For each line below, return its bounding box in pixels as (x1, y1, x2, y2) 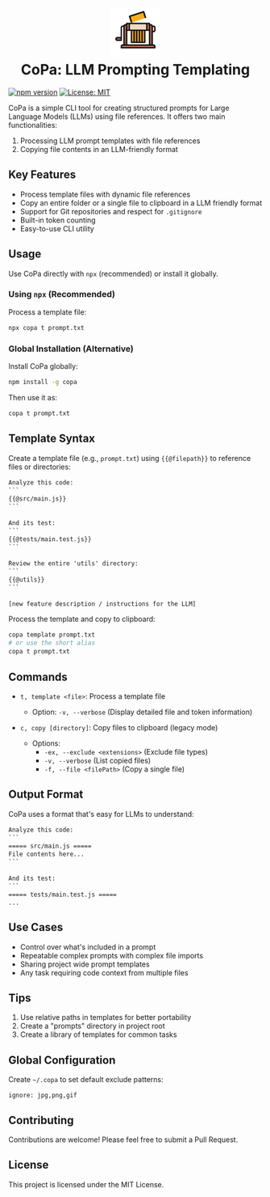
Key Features (8, 168, 77, 182)
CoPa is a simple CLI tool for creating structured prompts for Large (8, 103, 230, 112)
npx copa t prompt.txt (8, 324, 85, 332)
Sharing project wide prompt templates (19, 959, 151, 969)
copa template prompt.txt (8, 630, 95, 639)
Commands (8, 670, 69, 683)
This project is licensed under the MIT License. (8, 1179, 164, 1189)
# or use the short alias (8, 639, 95, 647)
